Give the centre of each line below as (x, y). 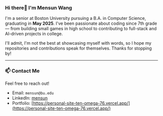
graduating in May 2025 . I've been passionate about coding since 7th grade (81, 23)
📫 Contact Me (22, 71)
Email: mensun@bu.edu (33, 93)
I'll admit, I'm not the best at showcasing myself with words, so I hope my (78, 43)
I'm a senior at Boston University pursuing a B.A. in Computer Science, (76, 18)
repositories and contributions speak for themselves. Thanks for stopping (78, 49)
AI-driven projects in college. (34, 34)
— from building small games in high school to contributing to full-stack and (81, 29)
